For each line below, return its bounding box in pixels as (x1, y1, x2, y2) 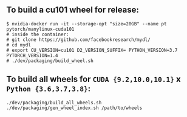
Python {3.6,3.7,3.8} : (6, 84, 91, 94)
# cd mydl (6, 42, 32, 48)
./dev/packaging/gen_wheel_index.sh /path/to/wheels (6, 105, 143, 111)
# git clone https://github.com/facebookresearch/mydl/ (6, 36, 151, 43)
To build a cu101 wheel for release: (6, 5, 140, 15)
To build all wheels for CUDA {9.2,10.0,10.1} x (6, 74, 181, 84)
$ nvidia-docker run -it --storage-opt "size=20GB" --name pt (6, 21, 167, 27)
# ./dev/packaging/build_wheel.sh (6, 57, 94, 64)
